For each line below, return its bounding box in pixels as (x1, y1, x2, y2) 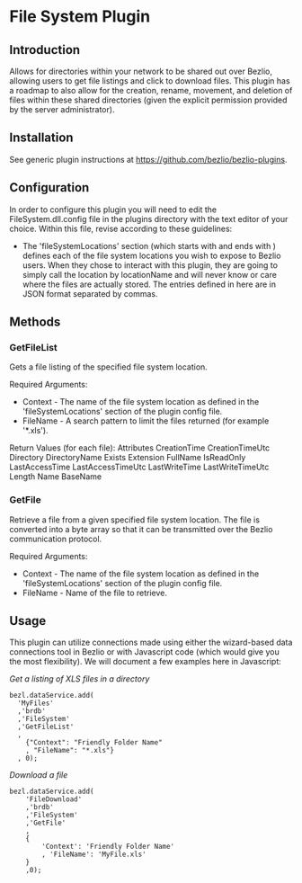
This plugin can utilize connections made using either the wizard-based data (9, 637, 293, 648)
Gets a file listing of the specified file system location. (9, 361, 209, 372)
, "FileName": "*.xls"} (25, 746, 115, 755)
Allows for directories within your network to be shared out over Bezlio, (9, 66, 272, 76)
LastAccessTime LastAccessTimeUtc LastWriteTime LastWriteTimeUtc (9, 461, 270, 473)
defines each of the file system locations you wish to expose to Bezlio (22, 250, 281, 261)
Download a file (9, 770, 68, 780)
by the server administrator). (9, 104, 115, 114)
